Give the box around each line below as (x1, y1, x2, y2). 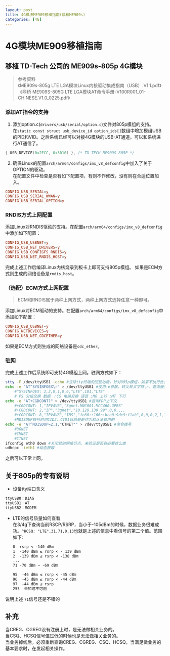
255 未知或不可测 (12, 586, 47, 591)
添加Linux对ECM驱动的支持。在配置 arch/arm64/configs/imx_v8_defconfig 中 (5, 308, 163, 314)
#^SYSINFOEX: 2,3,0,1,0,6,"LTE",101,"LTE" (14, 389, 105, 394)
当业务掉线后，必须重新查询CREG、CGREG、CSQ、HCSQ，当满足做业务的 (5, 639, 161, 645)
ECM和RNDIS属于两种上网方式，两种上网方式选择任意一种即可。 (17, 297, 152, 303)
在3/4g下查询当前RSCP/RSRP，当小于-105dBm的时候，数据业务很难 (12, 521, 155, 528)
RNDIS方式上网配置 (5, 211, 53, 218)
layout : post (5, 7, 33, 13)
